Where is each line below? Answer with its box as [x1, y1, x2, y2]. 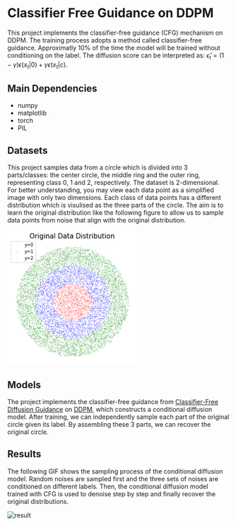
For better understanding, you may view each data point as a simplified [7, 186, 214, 194]
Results [7, 448, 42, 460]
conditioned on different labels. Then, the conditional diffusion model [7, 482, 208, 491]
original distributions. [7, 497, 69, 505]
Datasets [7, 144, 48, 157]
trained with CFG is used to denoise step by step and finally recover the [7, 489, 216, 498]
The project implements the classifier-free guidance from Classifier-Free [7, 397, 219, 405]
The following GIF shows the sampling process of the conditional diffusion [7, 466, 224, 476]
